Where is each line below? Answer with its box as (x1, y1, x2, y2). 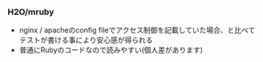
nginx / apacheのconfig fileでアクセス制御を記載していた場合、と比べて (18, 25, 256, 35)
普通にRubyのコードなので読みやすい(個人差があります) (18, 45, 204, 55)
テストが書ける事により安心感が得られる (18, 35, 153, 45)
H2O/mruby (7, 6, 55, 17)
